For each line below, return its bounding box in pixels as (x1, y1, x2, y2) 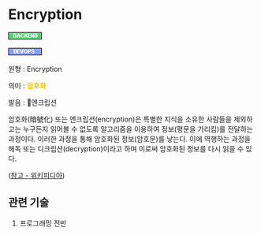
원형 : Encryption (8, 64, 62, 73)
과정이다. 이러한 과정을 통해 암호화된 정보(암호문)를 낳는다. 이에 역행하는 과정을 (8, 134, 251, 144)
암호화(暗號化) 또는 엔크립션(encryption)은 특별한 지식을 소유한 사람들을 (8, 114, 233, 124)
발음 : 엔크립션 (8, 97, 58, 107)
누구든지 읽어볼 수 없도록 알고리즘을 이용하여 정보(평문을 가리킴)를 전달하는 (22, 124, 254, 133)
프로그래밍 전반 (19, 218, 67, 228)
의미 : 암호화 (8, 80, 47, 90)
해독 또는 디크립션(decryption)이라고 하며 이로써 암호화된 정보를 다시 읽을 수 (8, 144, 244, 153)
